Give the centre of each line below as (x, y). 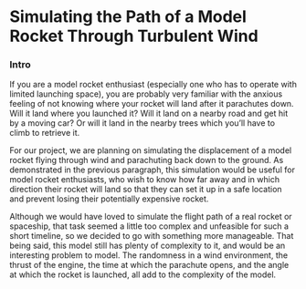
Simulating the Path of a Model (128, 17)
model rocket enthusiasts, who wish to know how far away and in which (145, 180)
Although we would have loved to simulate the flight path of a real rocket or (151, 217)
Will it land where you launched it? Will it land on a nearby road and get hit (149, 114)
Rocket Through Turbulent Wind (134, 36)
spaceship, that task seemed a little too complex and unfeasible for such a (149, 226)
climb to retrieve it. (45, 133)
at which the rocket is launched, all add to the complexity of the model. (143, 274)
